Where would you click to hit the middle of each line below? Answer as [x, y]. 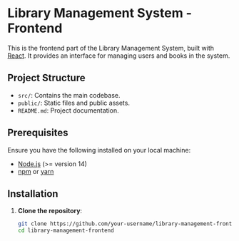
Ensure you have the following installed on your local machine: [99, 150]
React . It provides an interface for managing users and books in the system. [119, 56]
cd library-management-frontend [66, 231]
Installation [33, 194]
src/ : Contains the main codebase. [69, 95]
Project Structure [46, 78]
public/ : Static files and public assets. [74, 103]
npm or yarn [36, 171]
